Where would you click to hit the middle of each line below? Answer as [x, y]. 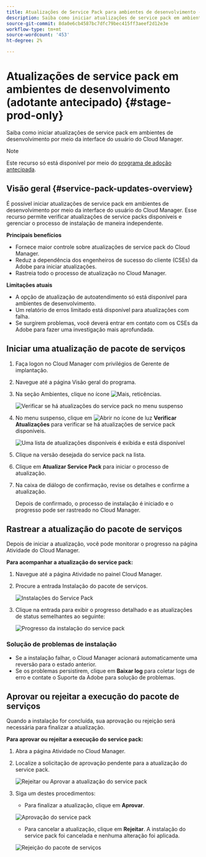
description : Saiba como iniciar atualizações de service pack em [93, 18]
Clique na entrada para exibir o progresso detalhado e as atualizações [104, 610]
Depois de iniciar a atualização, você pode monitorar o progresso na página [102, 544]
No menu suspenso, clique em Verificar [96, 418]
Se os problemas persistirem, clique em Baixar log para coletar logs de [105, 671]
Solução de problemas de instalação [62, 644]
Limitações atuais [29, 285]
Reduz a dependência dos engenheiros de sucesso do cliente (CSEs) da [106, 260]
